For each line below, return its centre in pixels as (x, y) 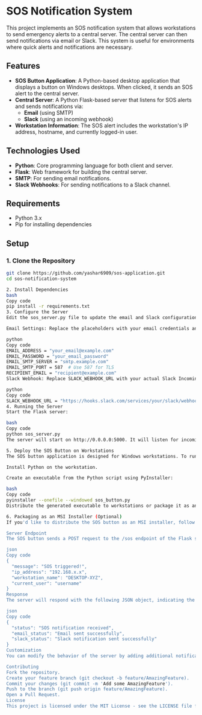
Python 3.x (28, 218)
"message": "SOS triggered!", (49, 566)
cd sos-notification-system (41, 279)
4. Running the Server (35, 406)
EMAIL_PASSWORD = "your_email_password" (58, 356)
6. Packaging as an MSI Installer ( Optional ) (64, 516)
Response (17, 595)
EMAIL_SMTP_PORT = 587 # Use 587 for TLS (60, 367)
